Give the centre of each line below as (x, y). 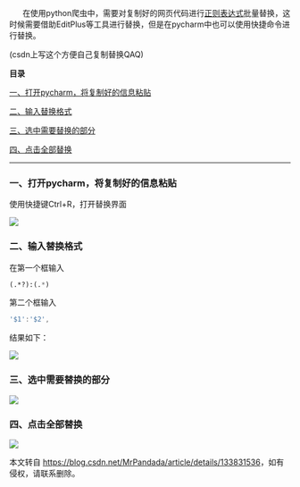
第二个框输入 (33, 303)
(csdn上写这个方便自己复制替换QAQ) (77, 55)
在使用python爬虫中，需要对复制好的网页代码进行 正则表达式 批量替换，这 (156, 13)
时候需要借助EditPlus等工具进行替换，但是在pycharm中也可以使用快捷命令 (146, 24)
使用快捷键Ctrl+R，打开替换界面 (68, 205)
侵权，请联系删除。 (45, 473)
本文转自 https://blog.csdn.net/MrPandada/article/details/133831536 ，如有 (146, 462)
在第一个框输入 (37, 267)
